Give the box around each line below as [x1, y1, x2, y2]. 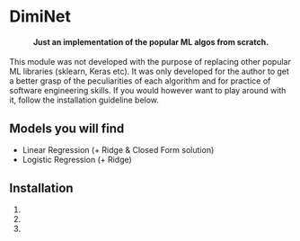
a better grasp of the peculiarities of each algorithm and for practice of [9, 76, 271, 86]
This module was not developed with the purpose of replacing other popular [9, 57, 292, 67]
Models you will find [9, 120, 125, 136]
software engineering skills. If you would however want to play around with [9, 85, 287, 96]
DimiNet [9, 6, 72, 27]
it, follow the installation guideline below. [9, 94, 160, 105]
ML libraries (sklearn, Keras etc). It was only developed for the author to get [9, 66, 290, 77]
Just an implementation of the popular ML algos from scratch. [32, 36, 269, 47]
